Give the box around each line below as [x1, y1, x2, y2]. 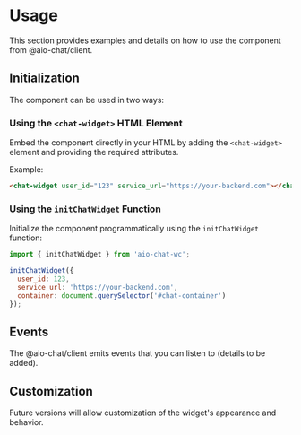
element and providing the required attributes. [9, 147, 179, 158]
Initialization [9, 71, 81, 86]
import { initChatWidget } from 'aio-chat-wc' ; [9, 250, 191, 259]
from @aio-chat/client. [9, 44, 93, 55]
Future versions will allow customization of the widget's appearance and [9, 407, 277, 418]
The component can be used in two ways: [9, 94, 164, 105]
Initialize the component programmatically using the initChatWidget [9, 223, 260, 234]
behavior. [9, 417, 44, 428]
